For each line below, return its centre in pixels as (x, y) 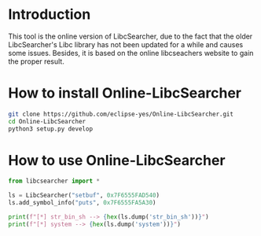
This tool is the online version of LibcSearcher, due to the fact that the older (130, 36)
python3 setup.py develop (50, 129)
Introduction (50, 15)
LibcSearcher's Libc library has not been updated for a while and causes (126, 44)
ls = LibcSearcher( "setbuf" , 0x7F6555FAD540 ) (84, 195)
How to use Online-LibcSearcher (117, 160)
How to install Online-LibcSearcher (125, 93)
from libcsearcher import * (54, 181)
